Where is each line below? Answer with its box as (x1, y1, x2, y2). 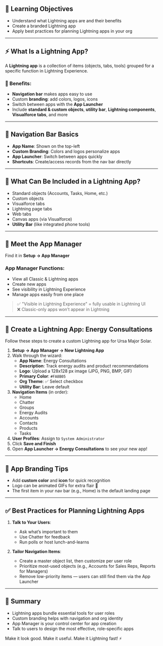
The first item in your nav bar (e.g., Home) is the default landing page (12, 488, 150, 494)
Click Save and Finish (12, 441, 56, 447)
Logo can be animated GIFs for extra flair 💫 (12, 483, 98, 489)
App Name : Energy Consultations (19, 358, 86, 364)
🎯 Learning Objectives (5, 5, 74, 13)
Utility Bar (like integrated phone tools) (12, 221, 90, 227)
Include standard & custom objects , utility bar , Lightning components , (12, 106, 156, 112)
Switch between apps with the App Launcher (12, 101, 103, 107)
